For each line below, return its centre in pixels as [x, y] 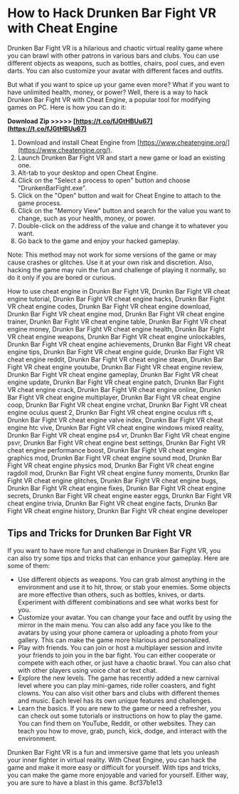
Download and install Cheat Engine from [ [79, 142]
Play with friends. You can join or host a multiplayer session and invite [120, 647]
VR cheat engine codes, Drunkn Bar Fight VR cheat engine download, [109, 306]
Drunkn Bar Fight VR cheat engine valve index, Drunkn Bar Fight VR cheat [115, 420]
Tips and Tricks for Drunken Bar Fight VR [100, 533]
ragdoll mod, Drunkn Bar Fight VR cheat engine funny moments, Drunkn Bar [118, 473]
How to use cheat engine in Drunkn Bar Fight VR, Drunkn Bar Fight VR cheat [119, 291]
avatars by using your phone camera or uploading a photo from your [118, 632]
